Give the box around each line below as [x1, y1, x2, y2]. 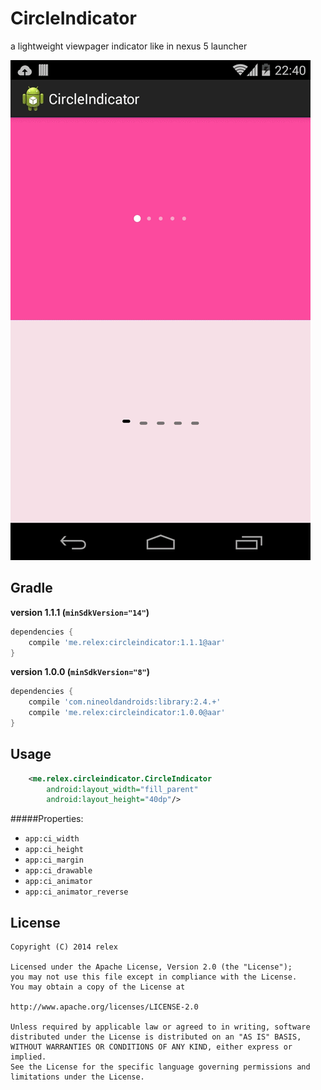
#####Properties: [10, 813, 84, 825]
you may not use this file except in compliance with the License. [10, 972, 298, 982]
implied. [10, 1052, 47, 1062]
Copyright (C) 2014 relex [10, 942, 118, 952]
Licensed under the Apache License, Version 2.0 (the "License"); [10, 962, 293, 972]
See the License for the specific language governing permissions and [10, 1062, 311, 1072]
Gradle [10, 580, 53, 597]
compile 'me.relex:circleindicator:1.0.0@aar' [28, 708, 226, 718]
